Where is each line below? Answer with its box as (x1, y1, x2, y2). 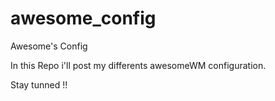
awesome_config (10, 7, 157, 30)
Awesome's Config (10, 40, 88, 52)
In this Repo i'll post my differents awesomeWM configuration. (10, 59, 267, 71)
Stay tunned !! (10, 78, 68, 91)
